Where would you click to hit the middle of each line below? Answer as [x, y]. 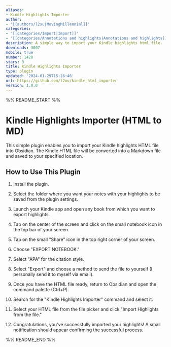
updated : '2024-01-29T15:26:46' [40, 76]
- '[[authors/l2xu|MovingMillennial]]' [48, 24]
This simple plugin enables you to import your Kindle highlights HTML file [82, 145]
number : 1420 [20, 57]
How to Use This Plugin [43, 172]
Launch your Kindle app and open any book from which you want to [84, 209]
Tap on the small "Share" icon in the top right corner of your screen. [84, 239]
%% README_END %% [31, 340]
